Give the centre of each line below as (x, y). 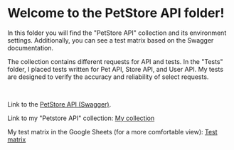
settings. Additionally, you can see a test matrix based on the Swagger (111, 40)
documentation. (31, 48)
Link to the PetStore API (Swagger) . (59, 104)
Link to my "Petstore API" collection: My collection (81, 118)
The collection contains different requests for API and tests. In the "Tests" (115, 61)
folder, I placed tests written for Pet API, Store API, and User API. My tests (116, 69)
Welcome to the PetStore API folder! (116, 13)
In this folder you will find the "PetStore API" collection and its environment (117, 33)
